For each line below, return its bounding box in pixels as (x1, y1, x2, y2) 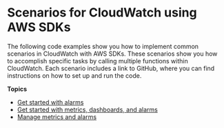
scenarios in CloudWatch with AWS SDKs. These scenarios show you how (7, 50, 218, 58)
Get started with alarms (17, 98, 84, 106)
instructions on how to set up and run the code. (7, 71, 142, 80)
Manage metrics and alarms (17, 112, 97, 121)
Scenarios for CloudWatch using (7, 5, 198, 21)
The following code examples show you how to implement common (7, 42, 198, 50)
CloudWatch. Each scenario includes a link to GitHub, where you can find (7, 64, 215, 72)
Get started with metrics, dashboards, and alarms (17, 105, 159, 114)
